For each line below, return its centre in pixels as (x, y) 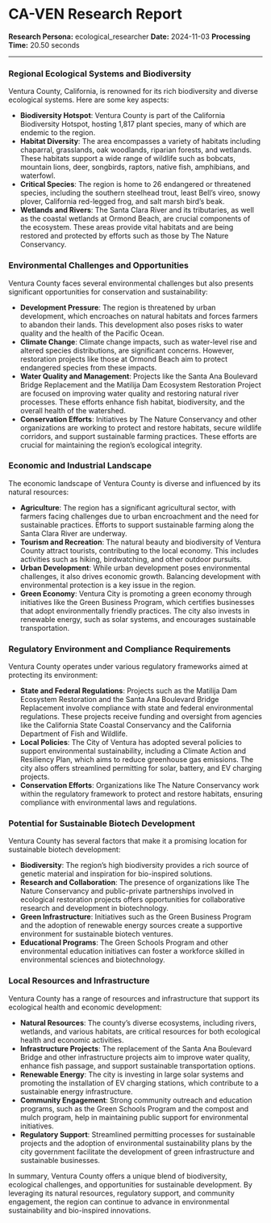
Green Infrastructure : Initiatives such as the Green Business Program (135, 917)
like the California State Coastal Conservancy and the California (125, 726)
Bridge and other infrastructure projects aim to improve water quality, (135, 1057)
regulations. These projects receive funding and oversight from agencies (141, 717)
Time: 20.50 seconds (44, 44)
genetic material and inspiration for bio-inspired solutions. (116, 874)
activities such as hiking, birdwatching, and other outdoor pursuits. (131, 559)
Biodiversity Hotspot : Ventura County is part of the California (123, 116)
